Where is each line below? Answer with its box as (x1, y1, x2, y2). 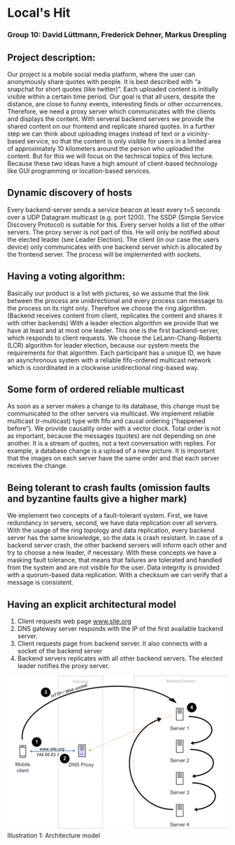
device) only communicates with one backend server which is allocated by (7, 243, 222, 251)
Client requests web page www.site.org (17, 617, 131, 625)
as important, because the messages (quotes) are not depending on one (7, 432, 216, 440)
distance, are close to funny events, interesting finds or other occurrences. (7, 99, 223, 108)
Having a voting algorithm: (7, 271, 126, 283)
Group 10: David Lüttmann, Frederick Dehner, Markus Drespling (7, 30, 227, 40)
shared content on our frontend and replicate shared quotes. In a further (7, 122, 215, 130)
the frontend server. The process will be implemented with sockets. (7, 250, 201, 258)
